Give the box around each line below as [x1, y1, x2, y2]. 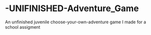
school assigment [5, 24, 40, 30]
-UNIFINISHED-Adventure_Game [5, 3, 139, 14]
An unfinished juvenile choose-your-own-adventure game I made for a [5, 19, 147, 25]
